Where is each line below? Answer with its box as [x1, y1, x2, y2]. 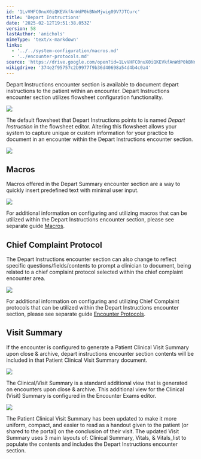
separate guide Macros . [6, 223, 65, 230]
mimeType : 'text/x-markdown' [6, 37, 79, 43]
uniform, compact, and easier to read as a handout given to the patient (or [6, 421, 188, 428]
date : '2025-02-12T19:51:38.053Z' [6, 20, 93, 26]
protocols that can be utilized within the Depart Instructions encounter [6, 304, 179, 311]
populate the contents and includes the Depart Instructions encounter [6, 440, 178, 448]
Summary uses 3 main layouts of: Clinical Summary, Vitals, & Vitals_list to [6, 434, 187, 441]
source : [6, 59, 26, 65]
